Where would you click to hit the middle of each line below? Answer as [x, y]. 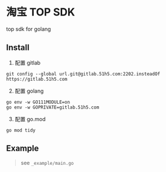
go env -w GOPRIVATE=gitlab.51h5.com [53, 107]
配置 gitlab [28, 62]
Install [18, 48]
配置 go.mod [30, 119]
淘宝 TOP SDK [41, 12]
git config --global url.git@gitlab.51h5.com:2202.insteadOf [83, 74]
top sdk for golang [29, 29]
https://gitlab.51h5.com [37, 79]
